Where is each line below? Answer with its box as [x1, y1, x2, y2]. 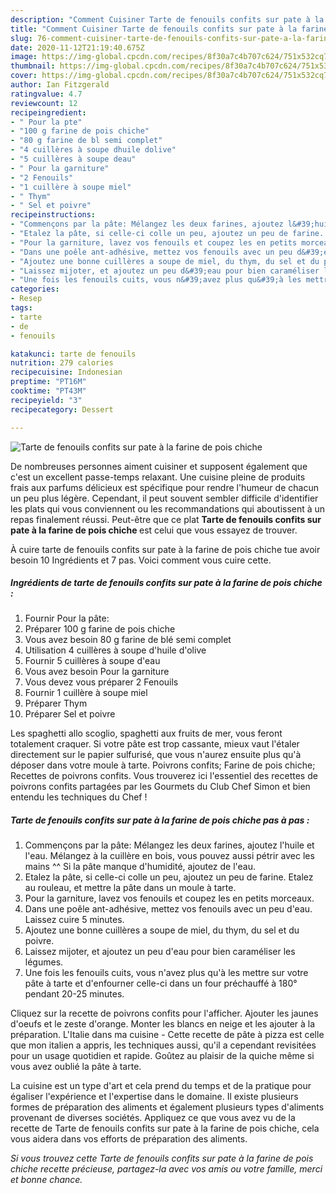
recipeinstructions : [10, 210, 97, 220]
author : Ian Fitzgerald [10, 80, 110, 90]
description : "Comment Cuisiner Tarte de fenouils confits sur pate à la [10, 14, 325, 25]
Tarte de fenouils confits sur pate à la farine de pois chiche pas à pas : [10, 814, 310, 826]
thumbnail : [10, 61, 56, 71]
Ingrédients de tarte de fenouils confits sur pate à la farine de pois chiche [10, 577, 323, 589]
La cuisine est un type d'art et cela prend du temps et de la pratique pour [10, 1080, 312, 1092]
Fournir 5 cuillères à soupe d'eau [24, 655, 161, 667]
